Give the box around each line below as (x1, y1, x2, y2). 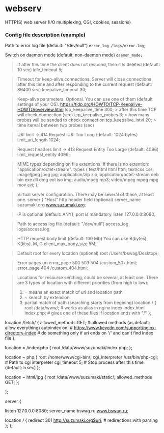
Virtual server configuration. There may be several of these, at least (17, 192, 154, 198)
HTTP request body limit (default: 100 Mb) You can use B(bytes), (17, 236, 148, 242)
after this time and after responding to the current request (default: (17, 81, 152, 87)
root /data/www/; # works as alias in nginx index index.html (24, 305, 145, 311)
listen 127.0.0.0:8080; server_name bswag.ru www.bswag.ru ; (5, 408, 129, 414)
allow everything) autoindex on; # (5, 325, 73, 331)
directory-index (5, 330, 36, 336)
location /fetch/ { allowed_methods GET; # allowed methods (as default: (5, 320, 151, 326)
